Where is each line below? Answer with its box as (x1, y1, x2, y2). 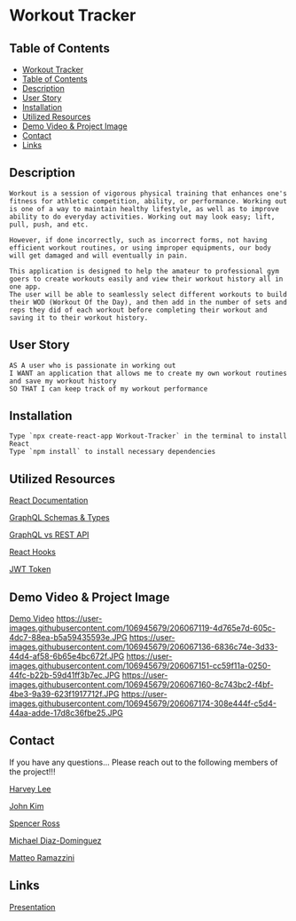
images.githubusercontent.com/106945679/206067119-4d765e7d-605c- (9, 623, 277, 633)
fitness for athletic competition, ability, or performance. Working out (9, 196, 288, 205)
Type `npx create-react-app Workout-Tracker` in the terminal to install (9, 432, 288, 441)
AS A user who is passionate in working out (9, 361, 176, 369)
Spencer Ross (9, 818, 60, 829)
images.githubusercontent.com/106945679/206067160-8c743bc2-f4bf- (9, 679, 274, 690)
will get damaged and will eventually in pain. (9, 250, 189, 260)
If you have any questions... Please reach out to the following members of (9, 757, 278, 767)
